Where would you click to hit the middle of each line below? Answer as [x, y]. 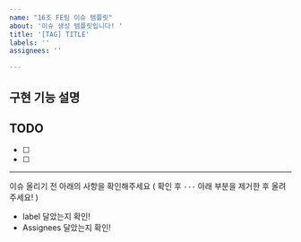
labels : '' [30, 43]
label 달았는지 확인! [56, 217]
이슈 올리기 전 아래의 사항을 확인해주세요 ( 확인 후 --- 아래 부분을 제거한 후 [140, 186]
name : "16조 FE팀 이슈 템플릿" [61, 17]
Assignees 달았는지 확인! [67, 228]
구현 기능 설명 [45, 97]
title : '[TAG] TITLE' [50, 34]
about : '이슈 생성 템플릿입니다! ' [66, 26]
